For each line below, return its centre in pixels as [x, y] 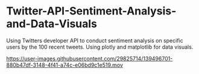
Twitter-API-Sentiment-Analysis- [91, 11]
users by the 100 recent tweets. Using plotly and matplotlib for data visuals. [100, 47]
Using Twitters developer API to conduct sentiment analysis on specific [95, 40]
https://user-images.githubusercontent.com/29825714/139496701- [90, 58]
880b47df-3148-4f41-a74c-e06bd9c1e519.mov [65, 65]
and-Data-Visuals [52, 24]
